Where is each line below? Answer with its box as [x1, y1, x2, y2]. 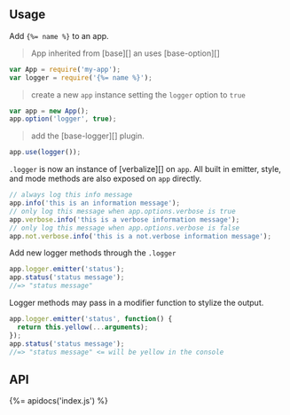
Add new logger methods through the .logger [9, 247, 176, 258]
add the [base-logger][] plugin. [30, 130, 145, 141]
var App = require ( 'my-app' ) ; [9, 65, 121, 74]
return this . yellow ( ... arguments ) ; [17, 323, 149, 332]
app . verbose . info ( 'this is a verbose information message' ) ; [9, 215, 240, 224]
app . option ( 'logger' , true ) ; [9, 114, 117, 123]
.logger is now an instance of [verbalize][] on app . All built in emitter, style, [9, 164, 282, 175]
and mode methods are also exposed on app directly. [9, 173, 202, 184]
